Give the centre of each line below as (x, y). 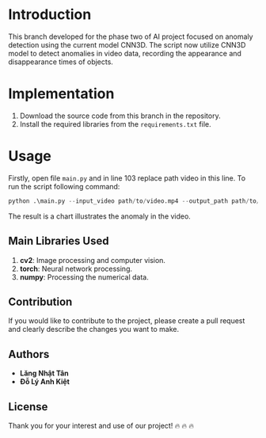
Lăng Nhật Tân (44, 373)
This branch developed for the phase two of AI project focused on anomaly (131, 36)
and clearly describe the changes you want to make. (94, 329)
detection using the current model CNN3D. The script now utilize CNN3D (127, 44)
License (28, 407)
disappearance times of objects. (61, 62)
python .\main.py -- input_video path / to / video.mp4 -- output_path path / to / (134, 201)
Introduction (50, 15)
